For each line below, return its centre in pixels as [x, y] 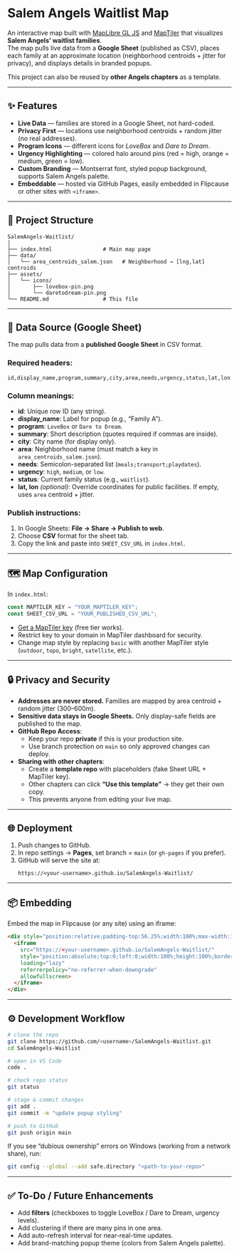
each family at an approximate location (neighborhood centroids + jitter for [117, 56]
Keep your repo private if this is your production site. [106, 738]
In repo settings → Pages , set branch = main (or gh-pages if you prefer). [122, 853]
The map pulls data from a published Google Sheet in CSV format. [105, 345]
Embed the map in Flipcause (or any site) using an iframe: [92, 924]
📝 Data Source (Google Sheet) [75, 327]
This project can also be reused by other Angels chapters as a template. [114, 77]
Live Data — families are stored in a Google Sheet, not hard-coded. [116, 123]
